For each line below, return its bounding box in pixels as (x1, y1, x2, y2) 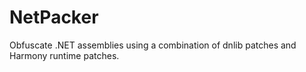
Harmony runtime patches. (9, 49, 120, 61)
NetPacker (9, 6, 99, 29)
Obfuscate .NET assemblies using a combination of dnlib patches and (9, 39, 297, 51)
